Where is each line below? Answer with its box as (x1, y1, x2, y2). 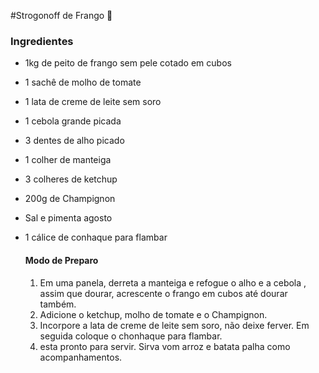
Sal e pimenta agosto (24, 212, 113, 224)
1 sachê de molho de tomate (24, 76, 142, 89)
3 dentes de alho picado (24, 135, 125, 147)
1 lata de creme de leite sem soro (24, 96, 162, 108)
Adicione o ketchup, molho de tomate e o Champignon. (39, 308, 268, 320)
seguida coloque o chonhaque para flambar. (39, 330, 223, 342)
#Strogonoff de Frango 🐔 (10, 10, 113, 21)
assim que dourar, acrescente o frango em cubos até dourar (39, 287, 288, 299)
